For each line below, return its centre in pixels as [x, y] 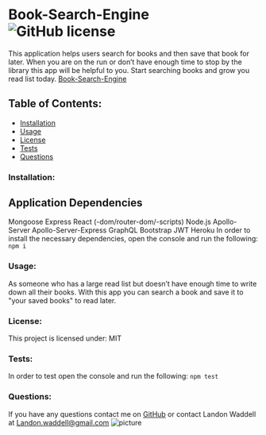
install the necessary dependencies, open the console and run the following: [133, 239]
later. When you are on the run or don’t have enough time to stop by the [125, 62]
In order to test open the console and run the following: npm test [114, 376]
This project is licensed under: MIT [65, 338]
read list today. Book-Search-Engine [67, 79]
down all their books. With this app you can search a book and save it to [126, 292]
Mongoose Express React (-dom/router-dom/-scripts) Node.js [110, 222]
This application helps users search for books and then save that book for [129, 53]
